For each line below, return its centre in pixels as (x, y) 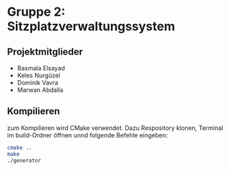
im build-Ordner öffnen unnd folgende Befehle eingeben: (87, 135)
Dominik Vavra (37, 82)
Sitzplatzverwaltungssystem (91, 26)
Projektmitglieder (45, 52)
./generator (24, 160)
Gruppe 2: (36, 12)
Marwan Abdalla (40, 90)
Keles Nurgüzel (38, 75)
